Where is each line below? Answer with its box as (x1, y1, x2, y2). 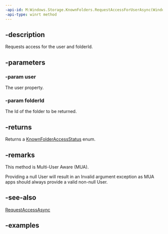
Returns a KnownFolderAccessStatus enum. (5, 136, 96, 142)
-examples (5, 221, 39, 230)
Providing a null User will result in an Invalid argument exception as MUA (5, 173, 154, 179)
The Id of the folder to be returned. (5, 108, 77, 114)
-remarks (5, 150, 35, 159)
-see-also (5, 193, 36, 202)
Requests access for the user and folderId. (5, 43, 93, 50)
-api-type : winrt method (5, 12, 57, 17)
